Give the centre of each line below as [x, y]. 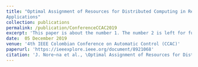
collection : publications [38, 22]
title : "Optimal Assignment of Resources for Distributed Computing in [96, 11]
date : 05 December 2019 [37, 38]
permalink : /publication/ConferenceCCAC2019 [62, 28]
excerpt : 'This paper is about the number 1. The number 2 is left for [96, 33]
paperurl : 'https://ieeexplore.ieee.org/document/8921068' [80, 50]
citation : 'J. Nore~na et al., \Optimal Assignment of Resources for [93, 55]
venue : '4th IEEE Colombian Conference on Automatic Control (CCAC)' [93, 44]
